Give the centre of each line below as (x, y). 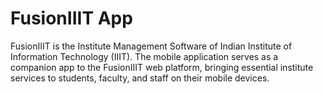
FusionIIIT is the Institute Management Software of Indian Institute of (151, 46)
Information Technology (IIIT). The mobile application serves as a (144, 56)
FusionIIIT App (71, 18)
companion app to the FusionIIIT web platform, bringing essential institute (162, 67)
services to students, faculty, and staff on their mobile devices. (140, 78)
